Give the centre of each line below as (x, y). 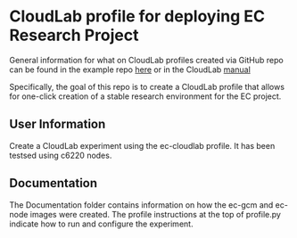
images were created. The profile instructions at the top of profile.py (155, 214)
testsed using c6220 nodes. (61, 155)
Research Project (74, 35)
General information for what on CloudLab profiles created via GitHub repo (146, 60)
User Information (58, 124)
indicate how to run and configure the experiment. (101, 224)
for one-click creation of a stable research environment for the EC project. (145, 96)
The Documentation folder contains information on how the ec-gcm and (141, 205)
